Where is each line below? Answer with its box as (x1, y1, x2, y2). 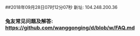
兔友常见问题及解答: (5, 18, 53, 25)
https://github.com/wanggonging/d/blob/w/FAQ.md (5, 24, 135, 31)
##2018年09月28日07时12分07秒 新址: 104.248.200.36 (5, 4, 117, 10)
